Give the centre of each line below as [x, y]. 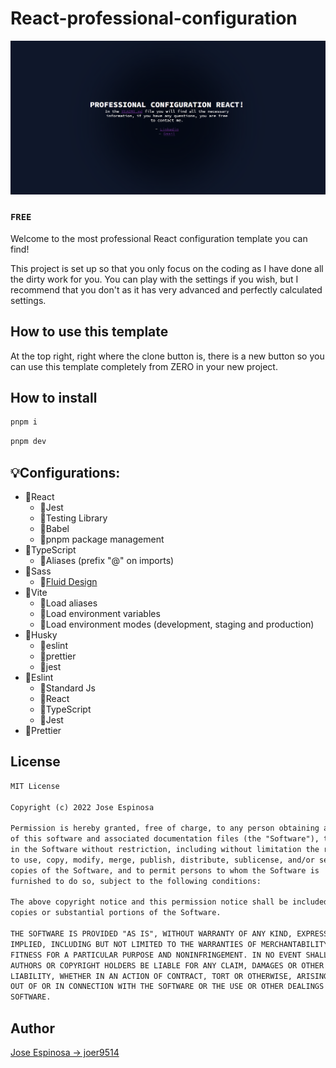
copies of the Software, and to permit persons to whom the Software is [165, 870]
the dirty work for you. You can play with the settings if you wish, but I [154, 279]
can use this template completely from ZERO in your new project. [144, 366]
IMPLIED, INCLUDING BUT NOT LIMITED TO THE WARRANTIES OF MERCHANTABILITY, [171, 944]
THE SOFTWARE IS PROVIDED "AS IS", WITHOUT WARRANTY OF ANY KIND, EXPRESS [169, 934]
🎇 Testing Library [73, 518]
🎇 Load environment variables [100, 614]
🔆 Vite [36, 593]
